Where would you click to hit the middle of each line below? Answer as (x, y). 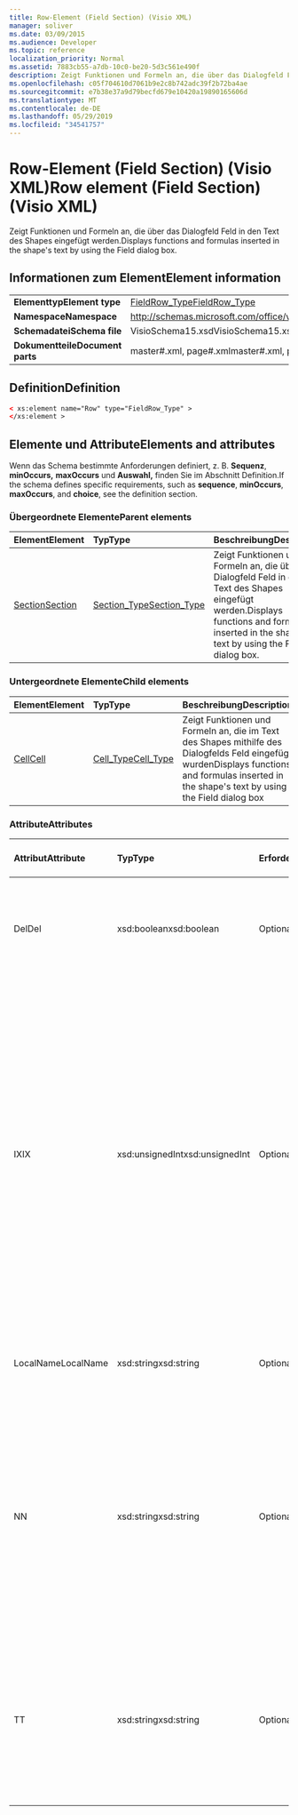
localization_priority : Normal (67, 59)
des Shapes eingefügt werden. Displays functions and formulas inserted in (145, 240)
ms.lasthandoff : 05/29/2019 (61, 116)
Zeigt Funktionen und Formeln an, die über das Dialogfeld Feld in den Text (144, 231)
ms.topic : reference (47, 51)
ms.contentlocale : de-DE (55, 108)
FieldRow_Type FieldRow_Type (192, 301)
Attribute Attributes (51, 824)
